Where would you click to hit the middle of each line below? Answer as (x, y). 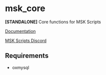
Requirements (27, 56)
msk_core (25, 8)
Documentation (20, 31)
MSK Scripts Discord (26, 40)
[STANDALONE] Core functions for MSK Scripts (53, 22)
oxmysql (20, 67)
